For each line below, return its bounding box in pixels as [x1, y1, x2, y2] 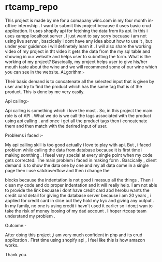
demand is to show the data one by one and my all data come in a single [5, 162, 149, 168]
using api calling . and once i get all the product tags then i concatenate [5, 118, 147, 124]
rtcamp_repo [5, 1, 58, 13]
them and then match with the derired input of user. [5, 123, 108, 129]
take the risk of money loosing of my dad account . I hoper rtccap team [5, 208, 147, 213]
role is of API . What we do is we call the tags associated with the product [5, 113, 151, 118]
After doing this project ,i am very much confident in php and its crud [5, 232, 143, 238]
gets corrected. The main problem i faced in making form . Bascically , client [5, 157, 157, 163]
